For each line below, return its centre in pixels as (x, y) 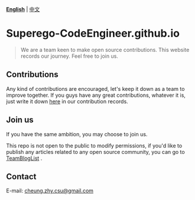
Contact (21, 176)
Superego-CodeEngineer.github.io (93, 33)
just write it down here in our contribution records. (67, 101)
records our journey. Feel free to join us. (69, 56)
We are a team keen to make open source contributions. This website (105, 50)
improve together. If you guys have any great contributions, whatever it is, (96, 95)
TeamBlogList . (24, 158)
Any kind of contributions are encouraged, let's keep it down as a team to (95, 88)
